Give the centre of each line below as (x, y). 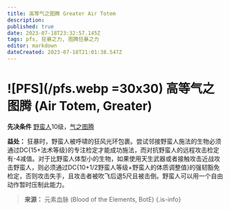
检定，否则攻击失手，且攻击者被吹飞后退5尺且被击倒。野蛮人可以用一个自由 (115, 176)
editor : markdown (32, 46)
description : (26, 20)
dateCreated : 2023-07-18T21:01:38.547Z (65, 53)
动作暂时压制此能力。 (37, 184)
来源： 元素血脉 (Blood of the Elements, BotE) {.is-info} (103, 199)
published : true (30, 26)
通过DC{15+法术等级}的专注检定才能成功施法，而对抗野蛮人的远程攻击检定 (113, 150)
